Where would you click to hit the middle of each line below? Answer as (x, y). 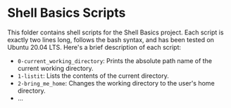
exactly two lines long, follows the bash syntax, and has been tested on (111, 39)
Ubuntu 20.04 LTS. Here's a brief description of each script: (94, 47)
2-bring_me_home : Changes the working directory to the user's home (116, 83)
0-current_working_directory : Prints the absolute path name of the (115, 60)
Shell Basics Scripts (67, 13)
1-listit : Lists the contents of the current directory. (93, 76)
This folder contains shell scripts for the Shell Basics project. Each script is (115, 32)
